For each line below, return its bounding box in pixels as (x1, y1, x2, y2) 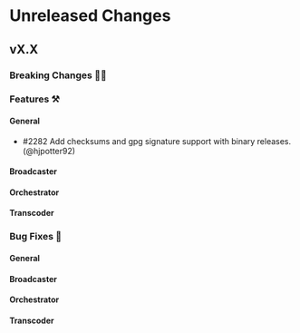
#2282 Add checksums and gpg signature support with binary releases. (22, 135, 292, 146)
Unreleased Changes (9, 5, 171, 26)
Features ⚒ (9, 93, 61, 105)
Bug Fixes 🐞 (9, 230, 62, 243)
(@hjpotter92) (22, 145, 75, 156)
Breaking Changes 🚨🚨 (9, 69, 107, 82)
